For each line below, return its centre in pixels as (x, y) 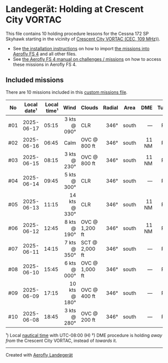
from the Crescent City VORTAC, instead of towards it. (62, 341)
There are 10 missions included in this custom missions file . (67, 92)
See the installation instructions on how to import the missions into (81, 48)
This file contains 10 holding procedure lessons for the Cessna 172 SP (77, 33)
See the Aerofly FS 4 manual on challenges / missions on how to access (87, 59)
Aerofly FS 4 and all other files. (45, 54)
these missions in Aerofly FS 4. (45, 64)
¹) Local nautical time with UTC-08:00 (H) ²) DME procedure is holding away (84, 335)
